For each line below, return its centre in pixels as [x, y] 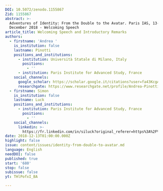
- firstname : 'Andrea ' [33, 41]
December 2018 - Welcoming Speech [44, 28]
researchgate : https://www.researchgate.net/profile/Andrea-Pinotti [89, 86]
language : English [24, 150]
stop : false [17, 168]
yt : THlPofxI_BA [21, 177]
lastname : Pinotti [32, 50]
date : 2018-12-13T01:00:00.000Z [38, 136]
